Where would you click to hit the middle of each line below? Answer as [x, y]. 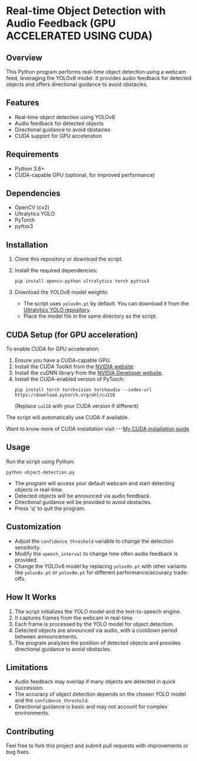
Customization [34, 527]
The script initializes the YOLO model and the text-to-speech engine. [98, 611]
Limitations [27, 667]
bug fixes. [18, 752]
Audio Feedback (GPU [61, 23]
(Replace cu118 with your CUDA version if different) [77, 406]
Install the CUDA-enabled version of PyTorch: [70, 379]
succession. [29, 688]
